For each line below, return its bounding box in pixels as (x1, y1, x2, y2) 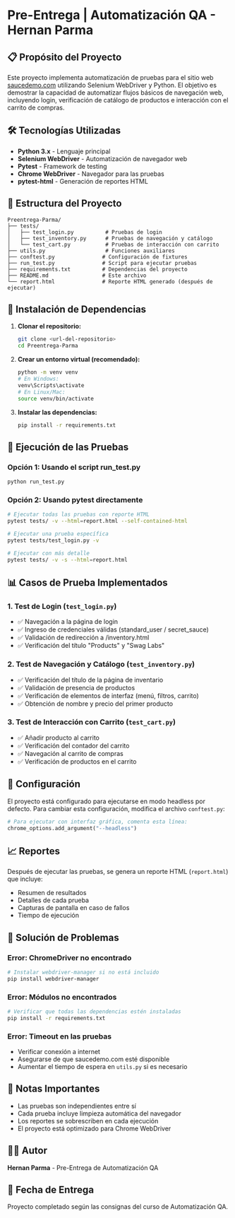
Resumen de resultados (17, 889, 87, 897)
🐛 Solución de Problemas (7, 931, 119, 943)
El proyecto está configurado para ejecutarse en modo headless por (7, 797, 206, 805)
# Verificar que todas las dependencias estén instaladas (7, 1007, 181, 1015)
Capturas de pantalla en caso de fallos (17, 904, 130, 912)
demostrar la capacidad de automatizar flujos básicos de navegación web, (7, 88, 224, 97)
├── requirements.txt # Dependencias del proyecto (7, 266, 188, 273)
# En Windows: (17, 375, 59, 383)
